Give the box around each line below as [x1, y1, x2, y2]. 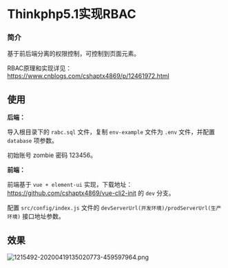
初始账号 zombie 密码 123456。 [7, 151, 97, 159]
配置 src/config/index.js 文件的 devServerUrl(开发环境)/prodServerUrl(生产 [7, 204, 222, 212]
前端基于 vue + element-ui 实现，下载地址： [7, 181, 133, 189]
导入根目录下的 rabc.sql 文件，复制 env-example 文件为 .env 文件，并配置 [7, 128, 216, 136]
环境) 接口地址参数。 [7, 212, 65, 220]
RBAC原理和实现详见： [7, 64, 72, 72]
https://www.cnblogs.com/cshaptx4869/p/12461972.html [7, 72, 170, 80]
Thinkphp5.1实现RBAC [7, 6, 136, 22]
